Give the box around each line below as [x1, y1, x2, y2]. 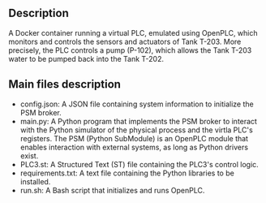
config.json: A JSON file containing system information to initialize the [19, 99, 254, 109]
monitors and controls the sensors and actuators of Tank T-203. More [8, 37, 242, 46]
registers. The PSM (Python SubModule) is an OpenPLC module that [19, 133, 249, 143]
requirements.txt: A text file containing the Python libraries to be [19, 168, 235, 178]
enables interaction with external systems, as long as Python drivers [19, 142, 249, 152]
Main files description [8, 77, 122, 92]
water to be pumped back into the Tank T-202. [8, 54, 165, 63]
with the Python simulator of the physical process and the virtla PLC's [19, 125, 253, 135]
